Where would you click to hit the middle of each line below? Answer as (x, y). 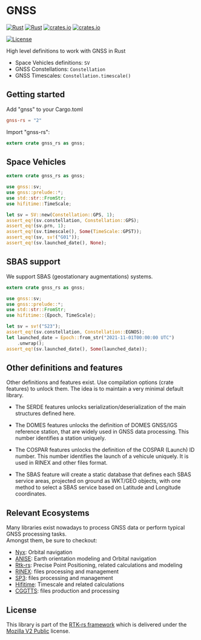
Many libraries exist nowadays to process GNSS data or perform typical (96, 528)
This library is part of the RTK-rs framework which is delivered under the (97, 624)
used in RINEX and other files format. (61, 463)
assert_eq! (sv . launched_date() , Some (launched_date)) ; (77, 349)
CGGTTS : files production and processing (67, 591)
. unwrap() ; (31, 343)
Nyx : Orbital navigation (44, 552)
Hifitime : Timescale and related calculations (70, 584)
